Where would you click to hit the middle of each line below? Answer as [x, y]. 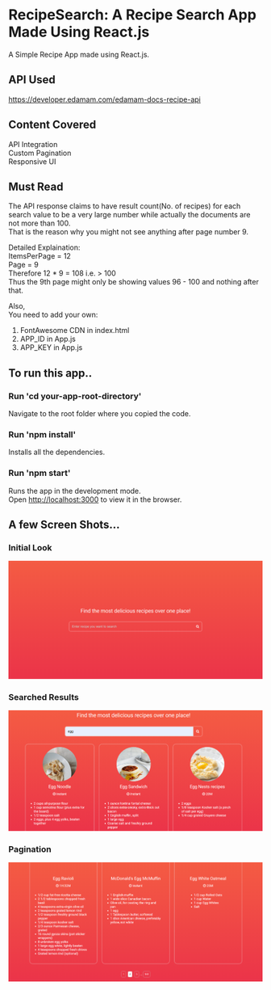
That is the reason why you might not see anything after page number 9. [128, 232]
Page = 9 [23, 265]
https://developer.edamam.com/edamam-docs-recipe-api [105, 99]
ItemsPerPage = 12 [40, 256]
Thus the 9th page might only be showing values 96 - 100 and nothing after [134, 282]
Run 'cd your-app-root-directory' [75, 396]
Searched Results [44, 697]
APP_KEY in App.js [51, 348]
